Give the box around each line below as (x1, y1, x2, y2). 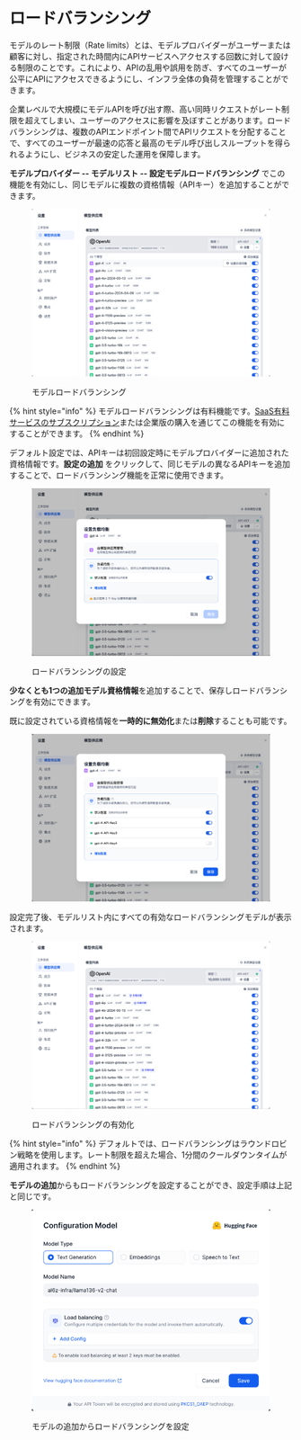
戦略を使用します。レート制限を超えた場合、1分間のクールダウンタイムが (16, 1149, 288, 1160)
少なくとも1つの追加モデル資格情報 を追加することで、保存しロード (9, 685, 257, 696)
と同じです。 (9, 1191, 57, 1202)
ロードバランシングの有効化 (31, 1119, 135, 1130)
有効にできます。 (32, 696, 96, 707)
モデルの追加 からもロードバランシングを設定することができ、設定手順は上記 (9, 1179, 293, 1190)
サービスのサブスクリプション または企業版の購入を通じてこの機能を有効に (9, 416, 285, 427)
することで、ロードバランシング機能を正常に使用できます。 (9, 470, 229, 480)
